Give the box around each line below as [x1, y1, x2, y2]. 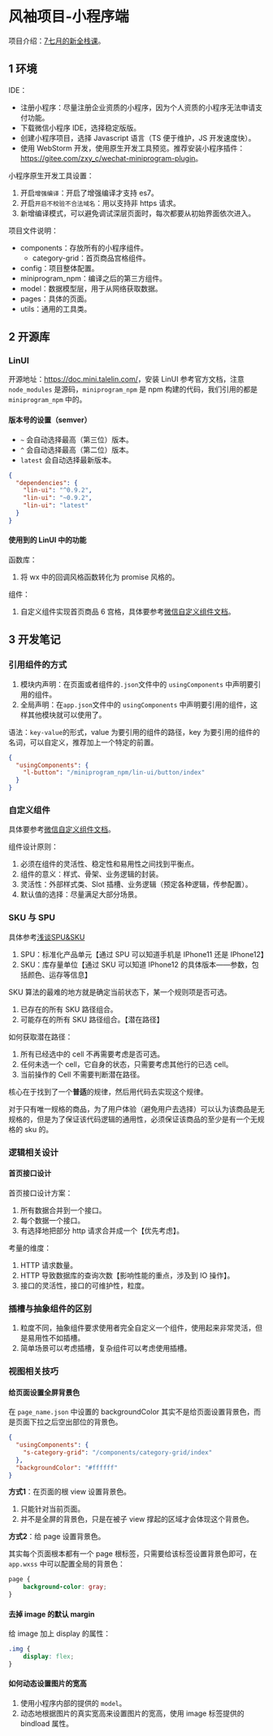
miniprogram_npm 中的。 [8, 395, 87, 404]
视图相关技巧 [8, 1365, 59, 1376]
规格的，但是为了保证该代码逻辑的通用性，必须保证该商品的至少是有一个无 [8, 1114, 258, 1124]
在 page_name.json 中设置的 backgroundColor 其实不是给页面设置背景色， [8, 1407, 254, 1417]
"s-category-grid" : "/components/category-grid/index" [23, 1448, 213, 1457]
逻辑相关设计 [8, 1147, 59, 1158]
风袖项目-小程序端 [8, 7, 130, 26]
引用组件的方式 [8, 659, 67, 671]
